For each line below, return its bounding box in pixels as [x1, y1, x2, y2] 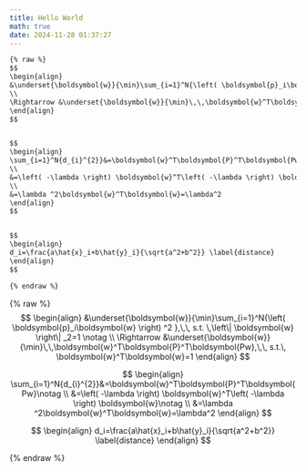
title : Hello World [9, 13, 84, 23]
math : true [9, 22, 51, 31]
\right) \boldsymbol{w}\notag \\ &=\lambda [72, 397, 234, 408]
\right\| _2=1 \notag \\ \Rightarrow [35, 332, 161, 343]
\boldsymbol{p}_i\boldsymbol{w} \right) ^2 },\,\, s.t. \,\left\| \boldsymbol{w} [12, 322, 294, 333]
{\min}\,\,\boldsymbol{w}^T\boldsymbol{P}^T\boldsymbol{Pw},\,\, [19, 341, 268, 352]
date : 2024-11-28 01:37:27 [9, 30, 112, 39]
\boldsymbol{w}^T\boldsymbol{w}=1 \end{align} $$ [56, 351, 250, 362]
